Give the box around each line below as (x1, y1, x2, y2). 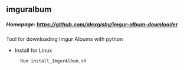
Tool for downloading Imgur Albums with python (6, 36, 123, 43)
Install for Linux (14, 47, 52, 54)
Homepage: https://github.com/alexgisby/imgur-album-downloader (6, 20, 178, 28)
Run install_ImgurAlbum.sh (20, 58, 87, 64)
